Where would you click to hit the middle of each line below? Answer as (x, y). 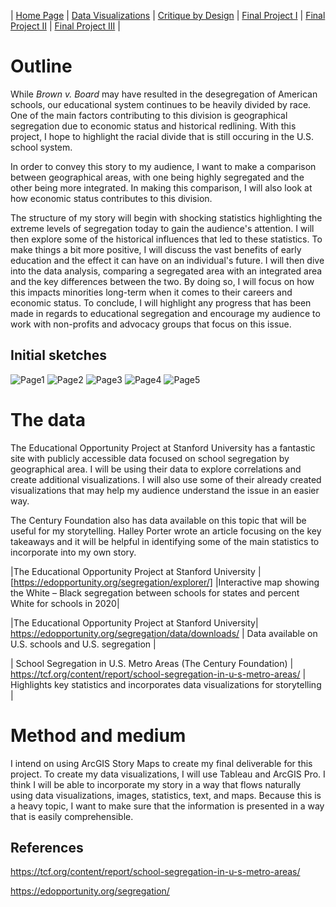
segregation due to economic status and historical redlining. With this (153, 126)
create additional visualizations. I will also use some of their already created (166, 479)
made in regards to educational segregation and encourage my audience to (165, 313)
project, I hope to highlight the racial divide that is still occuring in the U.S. (162, 136)
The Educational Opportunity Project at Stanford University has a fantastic (163, 447)
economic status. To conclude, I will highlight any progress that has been (161, 302)
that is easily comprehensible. (72, 816)
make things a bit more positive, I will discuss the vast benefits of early (156, 249)
